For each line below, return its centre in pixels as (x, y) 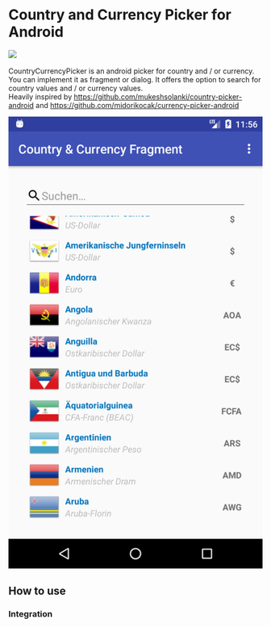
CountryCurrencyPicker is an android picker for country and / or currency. (131, 71)
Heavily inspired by (40, 96)
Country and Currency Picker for (120, 15)
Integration (31, 614)
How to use (37, 591)
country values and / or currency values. (76, 88)
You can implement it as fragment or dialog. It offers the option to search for (135, 79)
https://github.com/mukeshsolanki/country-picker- (158, 96)
